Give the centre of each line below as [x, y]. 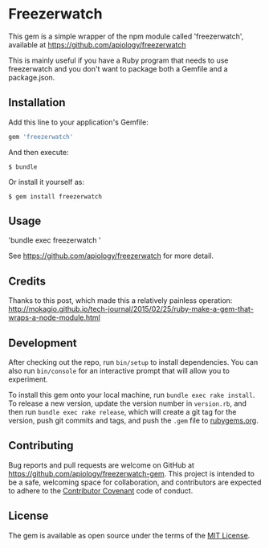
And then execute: [39, 152]
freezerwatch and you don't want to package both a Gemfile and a [118, 68]
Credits [27, 281]
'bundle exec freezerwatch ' [55, 240]
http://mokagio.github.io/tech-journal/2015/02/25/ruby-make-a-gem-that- [131, 309]
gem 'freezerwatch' [41, 137]
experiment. [28, 379]
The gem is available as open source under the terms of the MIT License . [129, 535]
